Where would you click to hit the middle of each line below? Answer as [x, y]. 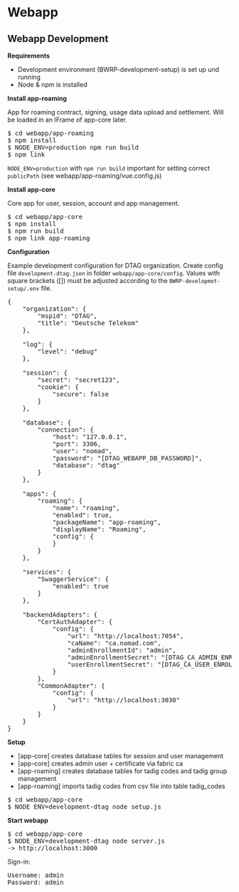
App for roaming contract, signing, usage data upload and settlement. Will [116, 112]
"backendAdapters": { [60, 615]
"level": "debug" [68, 352]
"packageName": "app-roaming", [107, 522]
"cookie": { [58, 387]
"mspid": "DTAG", [68, 316]
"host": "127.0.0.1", [90, 437]
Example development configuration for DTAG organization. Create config [115, 265]
